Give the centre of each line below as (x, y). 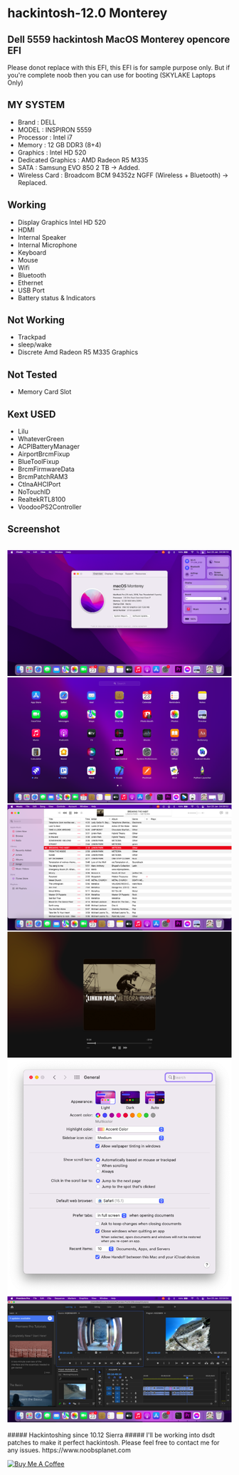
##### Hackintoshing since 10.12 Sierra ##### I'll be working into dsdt (111, 1435)
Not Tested (32, 375)
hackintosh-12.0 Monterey (87, 13)
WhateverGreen (41, 439)
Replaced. (32, 182)
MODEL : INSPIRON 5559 (55, 129)
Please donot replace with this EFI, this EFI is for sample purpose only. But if (119, 68)
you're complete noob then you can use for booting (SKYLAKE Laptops (111, 75)
